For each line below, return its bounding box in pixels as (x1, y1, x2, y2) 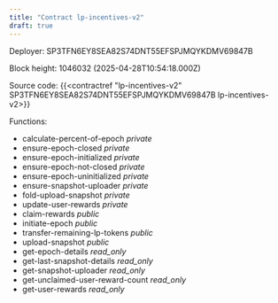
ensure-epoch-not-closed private (21, 161, 145, 172)
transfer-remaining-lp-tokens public (21, 227, 153, 237)
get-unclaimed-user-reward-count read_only (21, 274, 187, 284)
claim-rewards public (21, 208, 100, 219)
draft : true (9, 21, 53, 30)
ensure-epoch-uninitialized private (21, 170, 149, 182)
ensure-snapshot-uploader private (21, 180, 149, 190)
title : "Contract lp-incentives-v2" (9, 12, 144, 22)
